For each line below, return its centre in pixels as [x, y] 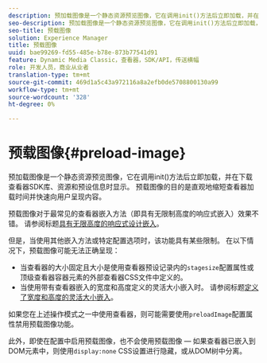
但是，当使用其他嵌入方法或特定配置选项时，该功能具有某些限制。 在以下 [128, 240]
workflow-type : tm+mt [44, 90]
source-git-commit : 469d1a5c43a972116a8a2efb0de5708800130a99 [113, 82]
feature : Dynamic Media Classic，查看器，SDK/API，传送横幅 [104, 60]
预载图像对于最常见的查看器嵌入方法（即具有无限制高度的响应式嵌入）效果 [130, 214]
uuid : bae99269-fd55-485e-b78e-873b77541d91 [83, 53]
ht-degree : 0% [32, 104]
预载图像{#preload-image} [97, 153]
